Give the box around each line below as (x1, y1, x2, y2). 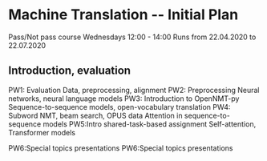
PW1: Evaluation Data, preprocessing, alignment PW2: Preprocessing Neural (8, 85, 260, 95)
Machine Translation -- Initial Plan (8, 6, 239, 24)
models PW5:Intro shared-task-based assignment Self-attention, (42, 119, 257, 129)
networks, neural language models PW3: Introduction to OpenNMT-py (8, 94, 240, 103)
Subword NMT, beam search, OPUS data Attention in (8, 111, 183, 120)
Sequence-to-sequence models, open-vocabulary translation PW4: (8, 102, 231, 111)
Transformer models (8, 127, 76, 137)
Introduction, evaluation (8, 64, 131, 78)
